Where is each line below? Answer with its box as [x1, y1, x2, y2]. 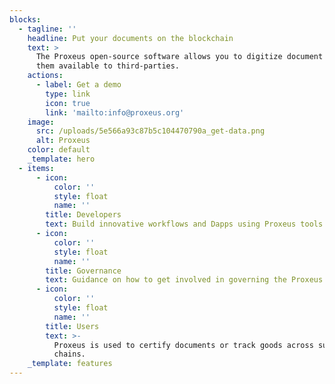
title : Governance [45, 266, 122, 276]
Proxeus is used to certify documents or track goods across [53, 340, 314, 350]
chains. [53, 349, 86, 360]
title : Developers [45, 210, 122, 220]
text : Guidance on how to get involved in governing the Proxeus [45, 275, 324, 285]
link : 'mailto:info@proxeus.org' [45, 107, 185, 118]
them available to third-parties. [35, 61, 181, 71]
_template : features [27, 359, 113, 369]
